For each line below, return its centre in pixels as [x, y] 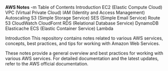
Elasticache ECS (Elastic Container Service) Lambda [59, 28]
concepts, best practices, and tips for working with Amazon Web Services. [82, 43]
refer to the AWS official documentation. [47, 64]
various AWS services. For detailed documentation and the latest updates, [82, 58]
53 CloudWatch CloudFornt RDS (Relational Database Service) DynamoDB [82, 23]
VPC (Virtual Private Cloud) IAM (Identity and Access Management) [75, 12]
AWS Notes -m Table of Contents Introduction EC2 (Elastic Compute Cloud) [84, 7]
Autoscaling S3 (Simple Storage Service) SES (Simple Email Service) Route [83, 18]
